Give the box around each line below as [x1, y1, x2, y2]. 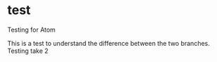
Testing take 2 [7, 46, 49, 55]
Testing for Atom [7, 25, 56, 34]
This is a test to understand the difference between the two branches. [7, 39, 210, 47]
